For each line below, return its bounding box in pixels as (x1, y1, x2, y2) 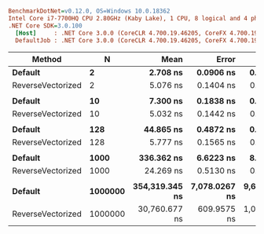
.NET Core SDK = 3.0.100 (8, 21, 82, 30)
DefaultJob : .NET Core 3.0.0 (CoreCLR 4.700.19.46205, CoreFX (15, 36, 226, 44)
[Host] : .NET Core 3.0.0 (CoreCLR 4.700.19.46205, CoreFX (15, 29, 226, 37)
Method (31, 54, 62, 65)
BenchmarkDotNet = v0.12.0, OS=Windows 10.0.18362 (8, 7, 170, 15)
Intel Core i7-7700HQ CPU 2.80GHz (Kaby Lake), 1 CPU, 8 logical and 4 (8, 14, 247, 22)
